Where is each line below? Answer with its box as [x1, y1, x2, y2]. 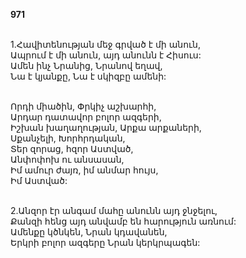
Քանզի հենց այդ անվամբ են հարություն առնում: [10, 215, 237, 227]
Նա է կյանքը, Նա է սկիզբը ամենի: [10, 70, 167, 82]
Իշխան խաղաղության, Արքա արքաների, [10, 122, 202, 133]
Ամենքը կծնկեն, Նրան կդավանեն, [10, 226, 168, 238]
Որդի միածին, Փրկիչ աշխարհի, [10, 100, 157, 112]
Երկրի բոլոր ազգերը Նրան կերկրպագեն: [10, 237, 201, 248]
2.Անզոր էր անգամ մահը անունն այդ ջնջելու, [10, 205, 218, 216]
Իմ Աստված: [10, 175, 68, 186]
